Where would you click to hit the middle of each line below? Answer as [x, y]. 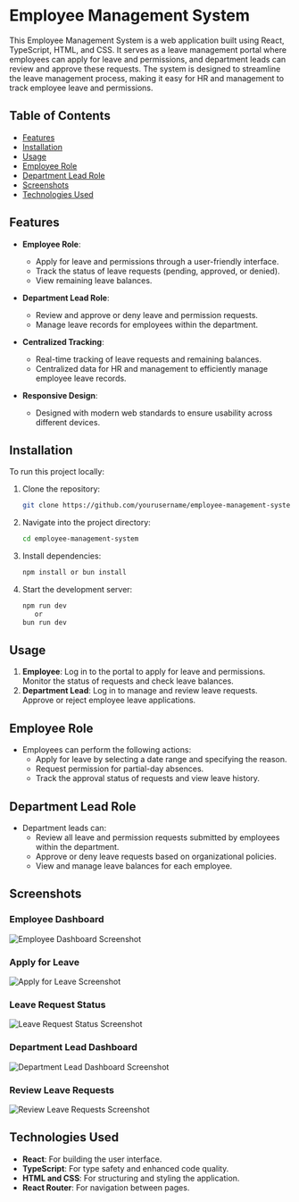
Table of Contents [60, 116]
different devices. [68, 422]
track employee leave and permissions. [81, 88]
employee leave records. [81, 378]
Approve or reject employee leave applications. [109, 700]
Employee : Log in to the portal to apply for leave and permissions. [144, 672]
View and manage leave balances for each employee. [134, 866]
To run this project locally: [57, 472]
